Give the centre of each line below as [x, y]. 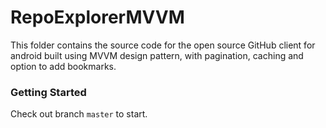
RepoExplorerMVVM [97, 17]
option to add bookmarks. [63, 66]
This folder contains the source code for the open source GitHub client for [163, 45]
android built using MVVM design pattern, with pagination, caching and [157, 55]
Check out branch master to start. [79, 114]
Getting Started [48, 92]
